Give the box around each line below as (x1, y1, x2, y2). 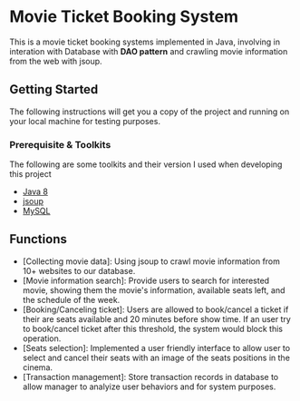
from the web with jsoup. (9, 55, 102, 66)
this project (9, 169, 52, 180)
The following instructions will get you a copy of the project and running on (9, 106, 290, 117)
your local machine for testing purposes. (9, 115, 161, 126)
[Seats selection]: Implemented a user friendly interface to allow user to (22, 342, 291, 353)
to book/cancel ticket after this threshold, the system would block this (22, 323, 284, 334)
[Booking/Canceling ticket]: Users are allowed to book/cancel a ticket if (22, 304, 289, 315)
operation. (22, 333, 62, 344)
